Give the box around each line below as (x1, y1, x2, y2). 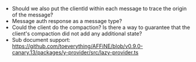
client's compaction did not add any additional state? (11, 30, 142, 37)
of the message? (11, 11, 54, 18)
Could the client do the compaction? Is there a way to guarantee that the (11, 24, 190, 31)
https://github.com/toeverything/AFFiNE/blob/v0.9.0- (11, 43, 143, 50)
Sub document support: (11, 37, 71, 43)
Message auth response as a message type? (11, 18, 122, 24)
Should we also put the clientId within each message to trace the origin (11, 5, 187, 12)
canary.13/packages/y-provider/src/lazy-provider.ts (11, 49, 139, 56)
